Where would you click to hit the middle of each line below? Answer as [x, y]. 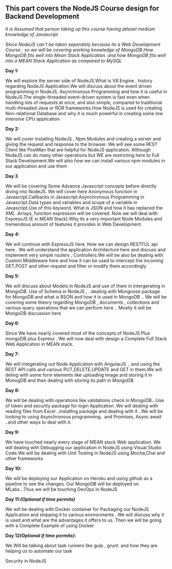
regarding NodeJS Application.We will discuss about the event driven [79, 86]
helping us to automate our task [39, 551]
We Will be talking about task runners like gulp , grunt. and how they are [81, 545]
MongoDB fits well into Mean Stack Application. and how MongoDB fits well [85, 55]
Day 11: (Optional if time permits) [40, 499]
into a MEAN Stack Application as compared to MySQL [64, 61]
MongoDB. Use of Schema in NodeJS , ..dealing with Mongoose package [83, 291]
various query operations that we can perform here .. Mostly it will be [78, 307]
